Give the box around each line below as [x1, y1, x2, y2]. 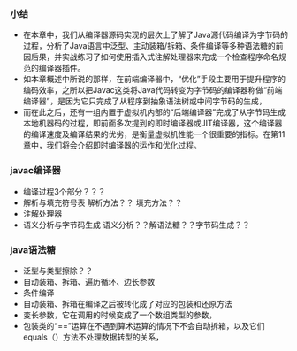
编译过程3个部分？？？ [22, 186, 106, 196]
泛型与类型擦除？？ [22, 265, 94, 276]
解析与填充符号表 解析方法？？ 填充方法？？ [22, 197, 183, 208]
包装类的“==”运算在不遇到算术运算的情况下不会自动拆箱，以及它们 [22, 320, 265, 331]
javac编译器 [10, 164, 61, 177]
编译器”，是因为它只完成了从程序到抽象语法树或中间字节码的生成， [22, 95, 267, 107]
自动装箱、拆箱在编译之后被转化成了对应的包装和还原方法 [22, 298, 232, 309]
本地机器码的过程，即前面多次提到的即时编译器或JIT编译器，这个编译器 [22, 118, 283, 129]
